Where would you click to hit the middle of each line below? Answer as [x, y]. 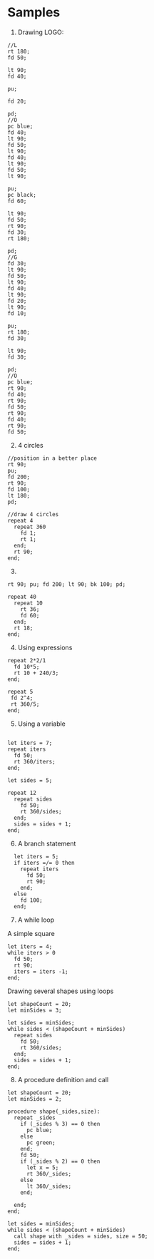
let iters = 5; [36, 856]
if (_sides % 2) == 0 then [60, 1161]
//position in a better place [52, 458]
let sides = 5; [30, 780]
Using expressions [45, 647]
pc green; [41, 1142]
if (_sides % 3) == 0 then [60, 1124]
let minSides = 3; [35, 1010]
